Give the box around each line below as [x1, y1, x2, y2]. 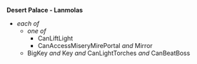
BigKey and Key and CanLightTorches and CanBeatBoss [27, 49, 191, 57]
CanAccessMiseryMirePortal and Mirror [37, 42, 153, 49]
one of [27, 27, 46, 35]
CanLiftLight [37, 34, 74, 42]
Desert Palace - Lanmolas [6, 6, 83, 14]
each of [16, 19, 40, 27]
